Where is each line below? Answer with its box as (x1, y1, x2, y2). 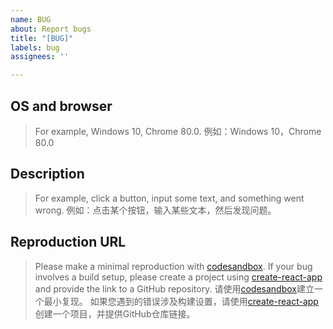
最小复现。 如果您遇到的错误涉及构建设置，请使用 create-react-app (43, 295, 319, 307)
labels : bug (10, 42, 60, 53)
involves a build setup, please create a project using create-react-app (34, 271, 323, 283)
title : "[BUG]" (10, 33, 74, 43)
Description (10, 166, 85, 183)
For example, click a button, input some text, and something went (34, 192, 305, 204)
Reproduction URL (10, 234, 127, 251)
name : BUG (10, 14, 52, 25)
